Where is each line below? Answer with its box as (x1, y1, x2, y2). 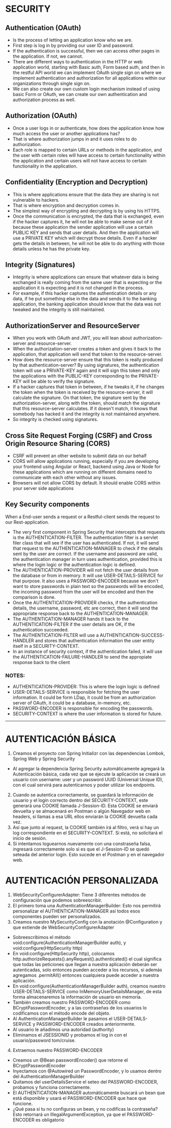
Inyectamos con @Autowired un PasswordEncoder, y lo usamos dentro (12, 1068, 162, 1074)
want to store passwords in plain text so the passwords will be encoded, (12, 583, 164, 589)
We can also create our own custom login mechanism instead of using (12, 86, 160, 92)
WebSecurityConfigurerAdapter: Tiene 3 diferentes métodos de (12, 892, 146, 898)
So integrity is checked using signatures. (12, 416, 98, 422)
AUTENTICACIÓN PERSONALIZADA (5, 875, 159, 886)
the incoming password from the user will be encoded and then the (12, 589, 154, 595)
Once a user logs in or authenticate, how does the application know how (12, 125, 164, 131)
